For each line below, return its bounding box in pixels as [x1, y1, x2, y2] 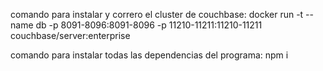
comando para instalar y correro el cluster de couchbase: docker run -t [10, 9, 304, 20]
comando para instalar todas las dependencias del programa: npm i [10, 49, 289, 61]
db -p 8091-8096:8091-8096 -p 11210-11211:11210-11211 [35, 19, 263, 31]
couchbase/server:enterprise [10, 30, 131, 41]
